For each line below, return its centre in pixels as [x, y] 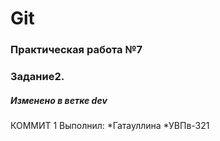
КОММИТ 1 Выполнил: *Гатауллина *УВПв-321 [110, 125]
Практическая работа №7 [76, 50]
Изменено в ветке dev [59, 100]
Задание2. [37, 77]
